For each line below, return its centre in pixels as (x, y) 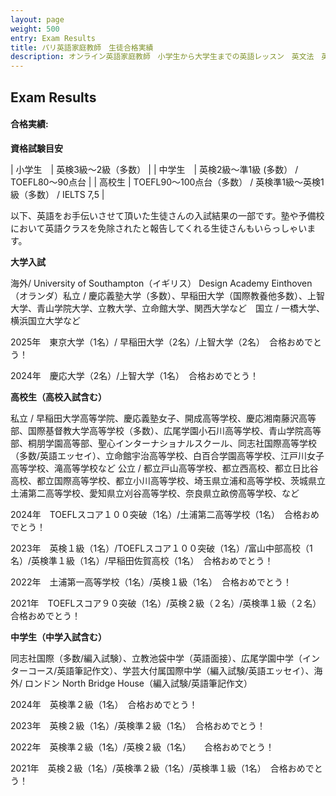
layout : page (37, 19)
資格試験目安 (36, 148)
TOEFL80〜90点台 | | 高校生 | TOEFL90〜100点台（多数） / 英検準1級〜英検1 (167, 182)
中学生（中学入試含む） (58, 637)
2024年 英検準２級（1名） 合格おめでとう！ (104, 704)
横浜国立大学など (45, 320)
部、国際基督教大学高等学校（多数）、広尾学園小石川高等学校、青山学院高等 (166, 430)
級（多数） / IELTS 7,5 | (57, 194)
